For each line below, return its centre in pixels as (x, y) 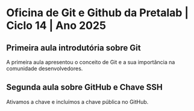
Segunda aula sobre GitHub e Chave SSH (84, 87)
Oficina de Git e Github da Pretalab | (97, 13)
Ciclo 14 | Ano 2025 (56, 25)
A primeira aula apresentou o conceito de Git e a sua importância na (91, 62)
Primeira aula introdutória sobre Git (74, 48)
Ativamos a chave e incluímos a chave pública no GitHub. (77, 101)
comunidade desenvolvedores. (45, 68)
